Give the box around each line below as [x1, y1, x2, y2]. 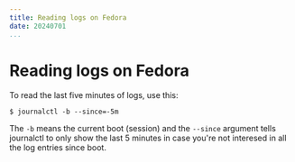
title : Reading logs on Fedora [9, 13, 127, 22]
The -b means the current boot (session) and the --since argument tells [9, 123, 277, 134]
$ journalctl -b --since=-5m [9, 107, 119, 117]
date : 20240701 [9, 22, 67, 31]
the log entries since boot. [9, 142, 106, 153]
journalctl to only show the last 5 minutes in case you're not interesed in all [9, 132, 287, 144]
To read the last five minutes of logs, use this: [9, 90, 179, 101]
